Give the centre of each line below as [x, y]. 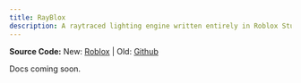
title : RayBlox [38, 17]
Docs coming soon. [45, 69]
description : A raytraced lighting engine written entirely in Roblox [144, 26]
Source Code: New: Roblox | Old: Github [84, 51]
